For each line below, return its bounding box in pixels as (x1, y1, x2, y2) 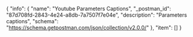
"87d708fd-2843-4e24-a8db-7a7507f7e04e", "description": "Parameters (6, 11, 188, 18)
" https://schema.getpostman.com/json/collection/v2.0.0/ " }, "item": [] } (6, 24, 182, 31)
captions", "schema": (6, 18, 59, 24)
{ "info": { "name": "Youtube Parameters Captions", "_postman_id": (6, 5, 171, 12)
